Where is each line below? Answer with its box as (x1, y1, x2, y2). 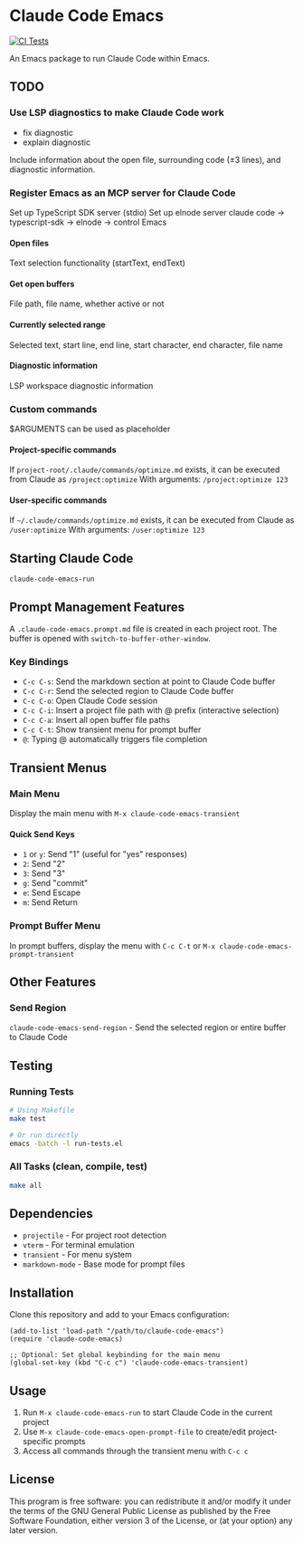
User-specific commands (9, 495, 108, 506)
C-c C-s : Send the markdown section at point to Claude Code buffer (22, 676, 276, 687)
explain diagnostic (22, 137, 91, 148)
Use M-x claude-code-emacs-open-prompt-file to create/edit (22, 1426, 247, 1437)
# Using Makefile (9, 1105, 75, 1114)
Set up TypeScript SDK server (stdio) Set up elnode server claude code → (9, 207, 285, 217)
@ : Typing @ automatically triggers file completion (22, 734, 208, 745)
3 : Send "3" (22, 868, 66, 879)
